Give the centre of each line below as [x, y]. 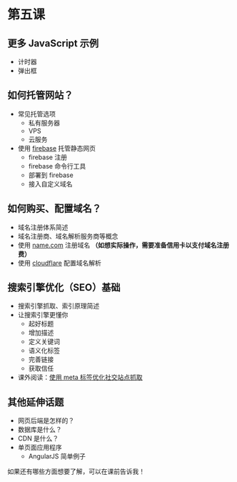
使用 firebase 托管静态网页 [57, 148]
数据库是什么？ [40, 430]
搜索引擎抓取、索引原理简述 [59, 306]
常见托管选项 [36, 114]
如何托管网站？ [40, 95]
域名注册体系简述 [43, 227]
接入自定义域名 [50, 184]
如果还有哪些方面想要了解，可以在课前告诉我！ [76, 471]
